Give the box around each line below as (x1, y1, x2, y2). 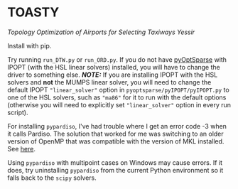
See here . (7, 144, 36, 153)
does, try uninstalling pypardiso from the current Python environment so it (7, 166, 224, 174)
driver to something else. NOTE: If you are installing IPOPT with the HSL (7, 70, 218, 79)
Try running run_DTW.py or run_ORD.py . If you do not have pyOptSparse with (7, 55, 227, 64)
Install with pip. (7, 41, 52, 50)
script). (7, 108, 28, 117)
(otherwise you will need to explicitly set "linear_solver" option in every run (7, 100, 232, 109)
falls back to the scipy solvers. (7, 173, 97, 182)
